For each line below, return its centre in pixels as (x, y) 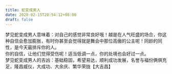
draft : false (19, 19)
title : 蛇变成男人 (23, 10)
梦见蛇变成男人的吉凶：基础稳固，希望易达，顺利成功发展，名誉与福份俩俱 (84, 60)
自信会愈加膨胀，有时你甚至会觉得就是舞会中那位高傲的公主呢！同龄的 (83, 41)
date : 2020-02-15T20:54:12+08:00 (41, 15)
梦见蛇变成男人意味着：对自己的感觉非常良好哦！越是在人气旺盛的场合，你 (84, 35)
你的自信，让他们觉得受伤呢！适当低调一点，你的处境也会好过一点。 (77, 54)
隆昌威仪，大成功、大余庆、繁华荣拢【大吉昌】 (63, 66)
